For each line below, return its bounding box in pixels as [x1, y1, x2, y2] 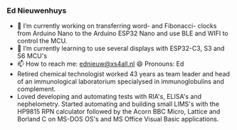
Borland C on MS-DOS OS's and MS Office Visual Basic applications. [16, 115, 219, 124]
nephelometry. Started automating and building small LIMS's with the [16, 100, 220, 108]
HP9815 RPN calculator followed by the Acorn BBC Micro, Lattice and [16, 107, 221, 116]
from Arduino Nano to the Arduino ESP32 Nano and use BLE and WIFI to [16, 29, 228, 37]
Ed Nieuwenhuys [6, 6, 67, 16]
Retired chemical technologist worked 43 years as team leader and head [16, 70, 231, 78]
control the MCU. [16, 37, 68, 45]
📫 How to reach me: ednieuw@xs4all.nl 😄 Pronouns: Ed [16, 59, 184, 69]
